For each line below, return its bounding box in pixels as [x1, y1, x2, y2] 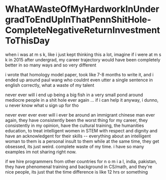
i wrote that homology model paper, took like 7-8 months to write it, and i [5, 71, 154, 77]
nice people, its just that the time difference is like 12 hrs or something [5, 169, 148, 175]
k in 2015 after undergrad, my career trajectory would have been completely [5, 57, 161, 62]
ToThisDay [5, 35, 50, 47]
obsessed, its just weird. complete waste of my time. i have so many [5, 143, 145, 149]
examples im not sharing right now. [5, 149, 77, 155]
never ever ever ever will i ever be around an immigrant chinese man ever [5, 112, 155, 118]
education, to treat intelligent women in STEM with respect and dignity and [5, 127, 158, 133]
